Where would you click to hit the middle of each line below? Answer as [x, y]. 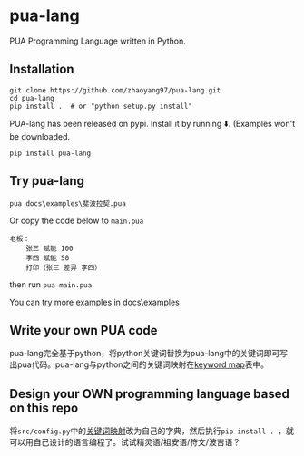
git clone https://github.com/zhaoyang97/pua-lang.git [115, 90]
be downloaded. [40, 136]
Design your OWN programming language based [150, 394]
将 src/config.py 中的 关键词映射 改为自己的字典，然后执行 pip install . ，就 [152, 431]
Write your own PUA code [83, 330]
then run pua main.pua [51, 284]
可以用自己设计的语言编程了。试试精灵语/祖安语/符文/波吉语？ [125, 442]
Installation [42, 69]
